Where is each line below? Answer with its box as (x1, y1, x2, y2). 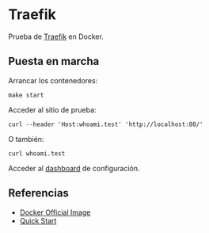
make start (8, 91, 44, 99)
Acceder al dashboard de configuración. (8, 163, 140, 173)
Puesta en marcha (8, 55, 100, 68)
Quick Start (19, 216, 57, 225)
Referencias (8, 186, 70, 200)
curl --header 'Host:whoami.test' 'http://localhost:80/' (8, 120, 203, 128)
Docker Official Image (19, 208, 91, 217)
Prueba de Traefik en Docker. (8, 32, 104, 41)
